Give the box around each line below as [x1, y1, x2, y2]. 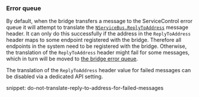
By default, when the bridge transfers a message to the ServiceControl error [6, 18, 193, 25]
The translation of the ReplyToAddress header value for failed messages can [6, 67, 191, 74]
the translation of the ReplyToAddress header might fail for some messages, [6, 49, 190, 56]
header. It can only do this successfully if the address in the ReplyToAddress [6, 30, 191, 37]
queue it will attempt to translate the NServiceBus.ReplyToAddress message [6, 24, 189, 31]
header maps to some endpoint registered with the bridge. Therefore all [6, 37, 182, 44]
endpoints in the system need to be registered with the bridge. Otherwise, [6, 43, 187, 50]
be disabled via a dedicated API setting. [6, 73, 103, 80]
